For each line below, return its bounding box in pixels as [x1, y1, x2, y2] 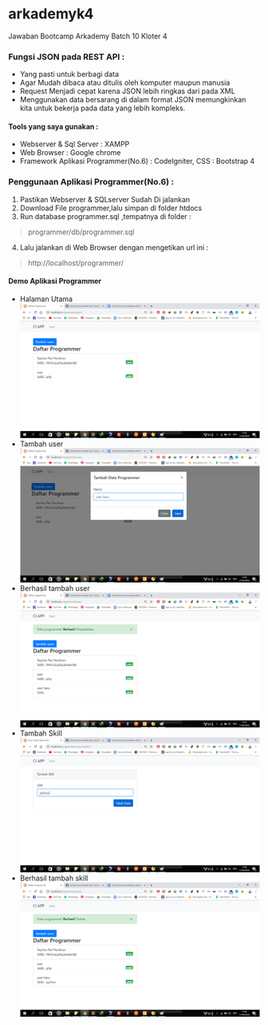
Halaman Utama [19, 293, 73, 304]
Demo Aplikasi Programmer [8, 277, 102, 286]
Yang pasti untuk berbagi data [19, 70, 120, 79]
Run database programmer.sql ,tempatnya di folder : [19, 211, 191, 221]
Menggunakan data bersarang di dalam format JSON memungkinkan [19, 95, 246, 105]
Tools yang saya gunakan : [8, 122, 99, 131]
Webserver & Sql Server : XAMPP [19, 139, 130, 149]
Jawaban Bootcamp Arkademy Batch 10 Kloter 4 [8, 31, 167, 41]
